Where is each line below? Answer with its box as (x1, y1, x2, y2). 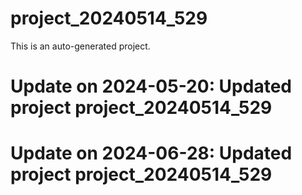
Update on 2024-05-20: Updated (10, 75, 292, 98)
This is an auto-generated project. (10, 40, 151, 52)
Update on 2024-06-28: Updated (10, 142, 293, 165)
